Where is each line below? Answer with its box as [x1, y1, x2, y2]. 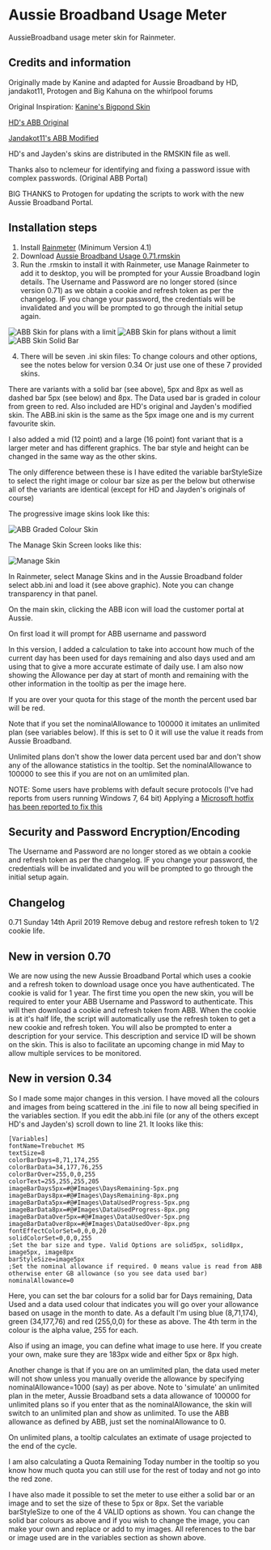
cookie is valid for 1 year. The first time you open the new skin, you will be [8, 988, 254, 998]
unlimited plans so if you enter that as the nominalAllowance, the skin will [8, 1399, 252, 1409]
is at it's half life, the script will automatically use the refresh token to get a [8, 1014, 256, 1024]
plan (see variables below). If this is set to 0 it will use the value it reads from [8, 727, 264, 737]
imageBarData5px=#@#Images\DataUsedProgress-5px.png [8, 1199, 190, 1207]
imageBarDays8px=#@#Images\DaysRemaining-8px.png [8, 1191, 180, 1199]
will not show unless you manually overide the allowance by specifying [8, 1373, 244, 1383]
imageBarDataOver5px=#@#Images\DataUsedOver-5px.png [8, 1212, 190, 1220]
